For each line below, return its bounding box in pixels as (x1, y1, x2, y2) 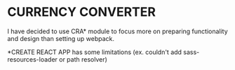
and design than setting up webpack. (7, 34, 114, 42)
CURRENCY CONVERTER (7, 4, 156, 20)
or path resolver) (59, 55, 107, 63)
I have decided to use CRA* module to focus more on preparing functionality (7, 27, 228, 35)
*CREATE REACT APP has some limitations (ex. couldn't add (7, 48, 182, 56)
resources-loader (7, 55, 58, 63)
